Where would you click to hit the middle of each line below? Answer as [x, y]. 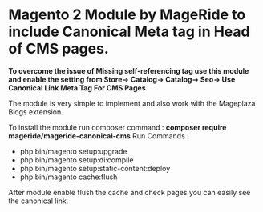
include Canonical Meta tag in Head [129, 32]
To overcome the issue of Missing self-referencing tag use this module [129, 70]
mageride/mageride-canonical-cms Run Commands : [99, 136]
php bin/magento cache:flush [69, 177]
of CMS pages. [59, 49]
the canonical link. [38, 201]
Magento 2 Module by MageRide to [127, 15]
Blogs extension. [36, 112]
